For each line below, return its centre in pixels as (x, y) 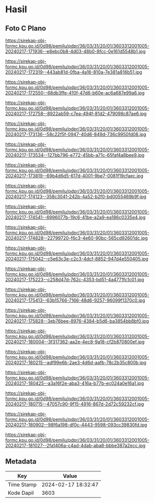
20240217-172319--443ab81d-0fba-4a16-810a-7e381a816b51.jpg (74, 72)
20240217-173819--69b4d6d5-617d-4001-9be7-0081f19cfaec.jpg (74, 176)
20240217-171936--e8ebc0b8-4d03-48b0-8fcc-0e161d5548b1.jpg (75, 51)
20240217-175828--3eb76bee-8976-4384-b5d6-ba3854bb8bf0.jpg (77, 321)
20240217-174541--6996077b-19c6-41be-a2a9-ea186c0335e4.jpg (75, 217)
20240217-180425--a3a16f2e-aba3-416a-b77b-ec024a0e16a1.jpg (74, 383)
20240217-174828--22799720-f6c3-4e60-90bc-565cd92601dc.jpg (77, 238)
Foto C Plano (26, 28)
